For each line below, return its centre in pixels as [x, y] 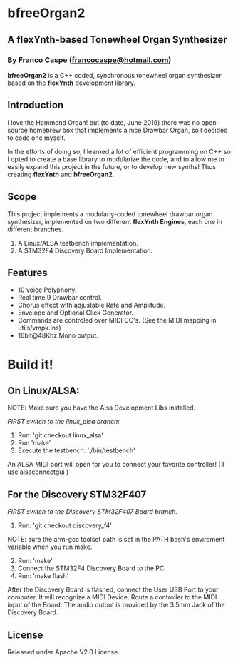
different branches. [36, 229]
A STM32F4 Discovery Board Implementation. [85, 250]
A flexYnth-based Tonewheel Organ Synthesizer [118, 40]
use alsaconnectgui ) [38, 472]
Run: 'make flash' [43, 576]
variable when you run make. [50, 547]
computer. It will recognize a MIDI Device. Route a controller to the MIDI [112, 597]
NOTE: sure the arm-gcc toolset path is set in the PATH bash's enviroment [116, 540]
